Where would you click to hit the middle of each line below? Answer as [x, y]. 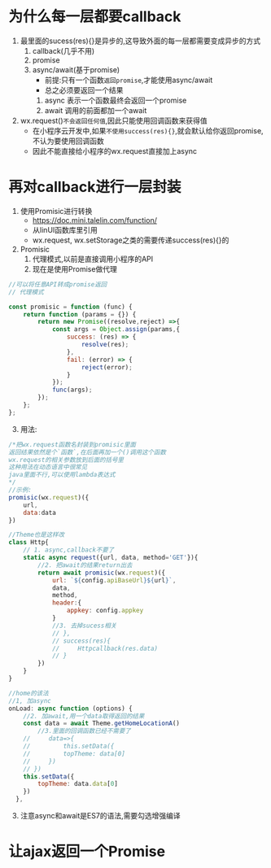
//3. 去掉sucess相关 [84, 626]
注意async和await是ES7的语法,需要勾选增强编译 [100, 816]
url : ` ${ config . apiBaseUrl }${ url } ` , [114, 580]
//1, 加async [30, 700]
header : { [67, 603]
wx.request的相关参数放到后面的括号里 [66, 460]
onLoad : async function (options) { [70, 709]
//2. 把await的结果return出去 [85, 565]
